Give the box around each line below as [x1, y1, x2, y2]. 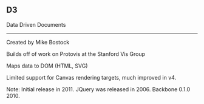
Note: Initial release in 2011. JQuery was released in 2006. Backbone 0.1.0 [6, 85, 191, 93]
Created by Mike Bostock [6, 38, 70, 46]
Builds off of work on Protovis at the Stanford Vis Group [6, 50, 146, 57]
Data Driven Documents [6, 21, 66, 28]
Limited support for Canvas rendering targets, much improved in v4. [6, 74, 177, 81]
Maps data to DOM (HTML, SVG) [6, 62, 88, 69]
